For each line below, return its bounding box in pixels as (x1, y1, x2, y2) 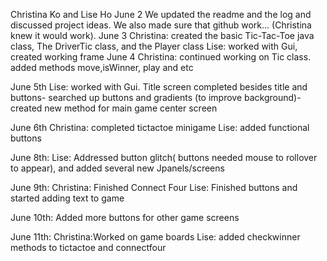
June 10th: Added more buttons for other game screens (10, 212, 240, 223)
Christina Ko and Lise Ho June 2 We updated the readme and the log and (10, 9, 312, 20)
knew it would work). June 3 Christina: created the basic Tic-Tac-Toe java (10, 30, 315, 41)
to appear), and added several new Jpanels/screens (10, 162, 225, 174)
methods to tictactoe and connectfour (10, 242, 167, 253)
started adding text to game (10, 192, 125, 204)
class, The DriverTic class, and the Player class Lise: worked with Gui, (10, 40, 298, 52)
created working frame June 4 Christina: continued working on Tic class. (10, 51, 312, 63)
